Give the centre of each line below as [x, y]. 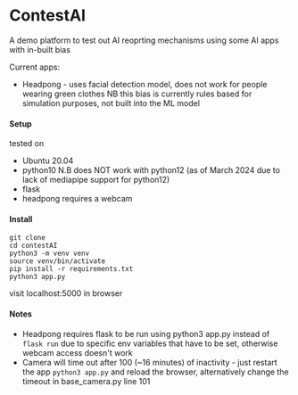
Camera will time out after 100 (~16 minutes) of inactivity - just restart [150, 362]
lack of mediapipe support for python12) [96, 180]
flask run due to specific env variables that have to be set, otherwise [150, 343]
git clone [28, 238]
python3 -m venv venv [50, 254]
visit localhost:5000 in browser [66, 293]
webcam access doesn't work [77, 352]
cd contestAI [33, 246]
